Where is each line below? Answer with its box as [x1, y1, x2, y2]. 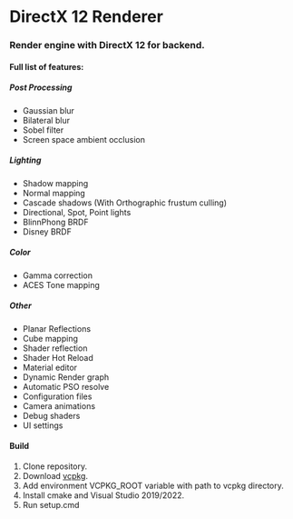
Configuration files [22, 391, 93, 402]
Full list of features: [9, 61, 84, 72]
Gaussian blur [22, 105, 75, 115]
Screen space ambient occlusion [22, 134, 145, 145]
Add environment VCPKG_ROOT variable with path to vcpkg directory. [22, 480, 284, 491]
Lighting [9, 155, 42, 165]
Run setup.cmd [22, 499, 80, 510]
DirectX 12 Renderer [9, 6, 163, 27]
